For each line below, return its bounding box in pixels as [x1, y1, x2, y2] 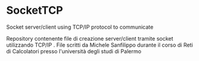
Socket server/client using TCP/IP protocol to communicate [6, 23, 154, 30]
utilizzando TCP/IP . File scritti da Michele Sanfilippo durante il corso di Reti [6, 41, 193, 48]
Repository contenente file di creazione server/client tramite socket [6, 35, 174, 42]
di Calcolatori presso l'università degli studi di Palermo [6, 47, 142, 54]
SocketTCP [6, 4, 63, 17]
